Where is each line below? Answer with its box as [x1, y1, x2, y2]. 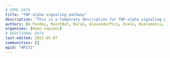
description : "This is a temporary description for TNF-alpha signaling [5, 17, 162, 22]
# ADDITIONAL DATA [5, 31, 44, 36]
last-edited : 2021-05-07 [5, 36, 58, 41]
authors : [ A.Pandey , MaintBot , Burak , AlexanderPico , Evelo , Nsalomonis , [5, 21, 164, 27]
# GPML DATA [5, 7, 30, 13]
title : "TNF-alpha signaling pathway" [5, 12, 87, 17]
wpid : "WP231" [5, 45, 35, 50]
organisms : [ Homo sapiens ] [5, 26, 62, 31]
